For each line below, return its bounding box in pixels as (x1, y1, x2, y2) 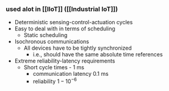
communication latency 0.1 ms (32, 70, 109, 78)
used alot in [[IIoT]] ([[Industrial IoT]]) (5, 5, 118, 13)
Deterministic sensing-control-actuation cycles (14, 19, 133, 26)
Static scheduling (23, 32, 68, 39)
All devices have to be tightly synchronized (23, 44, 132, 52)
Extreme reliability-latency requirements (14, 57, 115, 65)
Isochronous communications (14, 38, 90, 45)
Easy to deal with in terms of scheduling (14, 25, 115, 32)
